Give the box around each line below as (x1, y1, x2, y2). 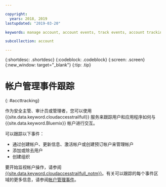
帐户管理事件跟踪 (5, 81, 75, 92)
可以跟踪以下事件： (5, 131, 44, 137)
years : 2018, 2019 (9, 16, 48, 21)
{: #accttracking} (5, 98, 40, 104)
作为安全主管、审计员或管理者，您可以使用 (5, 108, 92, 114)
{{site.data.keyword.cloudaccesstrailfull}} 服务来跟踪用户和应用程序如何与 (5, 114, 156, 120)
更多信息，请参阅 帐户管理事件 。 (13, 177, 79, 183)
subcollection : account (5, 39, 54, 44)
